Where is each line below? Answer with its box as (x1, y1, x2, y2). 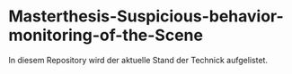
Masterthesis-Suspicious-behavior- (8, 6, 284, 27)
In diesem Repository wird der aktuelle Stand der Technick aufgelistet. (8, 54, 269, 65)
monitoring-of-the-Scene (8, 25, 204, 45)
